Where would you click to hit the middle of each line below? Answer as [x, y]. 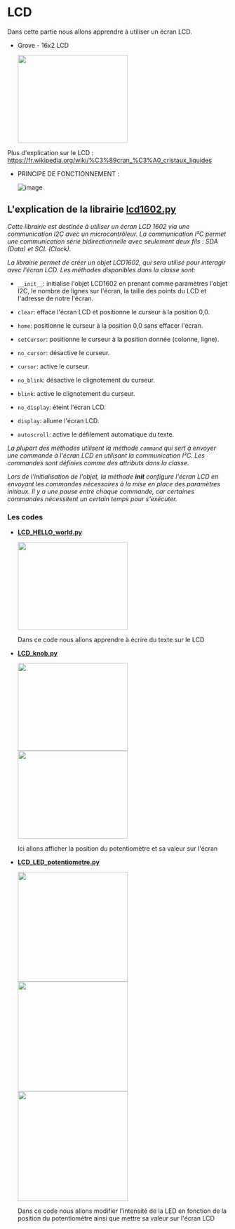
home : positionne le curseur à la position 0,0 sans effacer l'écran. [110, 325]
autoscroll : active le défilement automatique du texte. [96, 434]
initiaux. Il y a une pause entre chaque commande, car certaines [101, 491]
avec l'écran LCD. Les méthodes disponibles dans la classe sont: [101, 270]
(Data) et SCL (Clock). [39, 248]
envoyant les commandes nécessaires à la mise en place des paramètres [114, 484]
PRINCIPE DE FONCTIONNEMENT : [68, 173]
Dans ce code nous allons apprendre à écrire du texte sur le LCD [111, 640]
